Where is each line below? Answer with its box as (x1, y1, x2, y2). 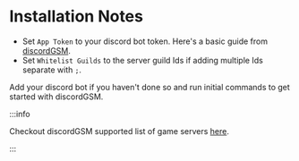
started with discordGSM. (9, 91, 104, 102)
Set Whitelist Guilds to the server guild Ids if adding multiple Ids (21, 55, 264, 65)
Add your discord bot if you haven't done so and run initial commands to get (9, 81, 291, 92)
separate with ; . (21, 64, 82, 75)
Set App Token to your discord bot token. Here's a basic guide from (21, 36, 269, 47)
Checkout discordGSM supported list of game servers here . (9, 125, 230, 136)
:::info (9, 108, 30, 119)
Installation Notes (9, 6, 143, 27)
